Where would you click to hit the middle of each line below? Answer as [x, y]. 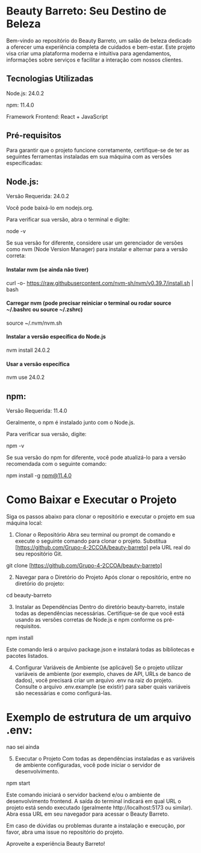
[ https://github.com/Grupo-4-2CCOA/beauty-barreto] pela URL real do [103, 547]
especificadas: [25, 163]
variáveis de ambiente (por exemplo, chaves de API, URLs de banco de [103, 673]
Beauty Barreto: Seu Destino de [86, 11]
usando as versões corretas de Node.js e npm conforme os [88, 619]
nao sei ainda [23, 747]
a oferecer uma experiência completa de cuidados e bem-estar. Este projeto [101, 47]
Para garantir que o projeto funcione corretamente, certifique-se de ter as [98, 150]
